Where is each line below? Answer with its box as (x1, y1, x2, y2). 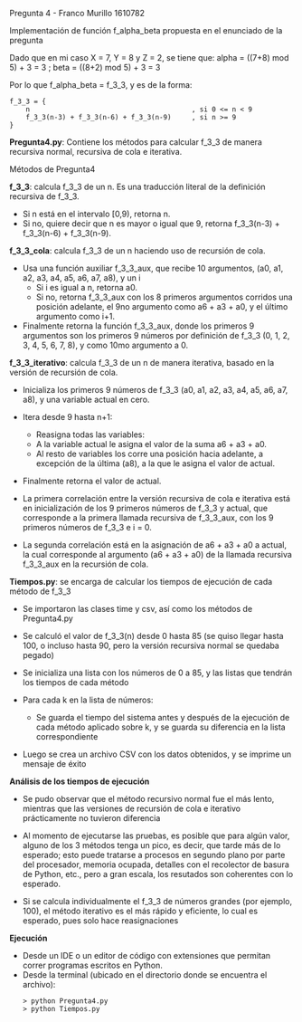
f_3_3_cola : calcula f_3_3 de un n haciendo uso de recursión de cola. (9, 245, 266, 256)
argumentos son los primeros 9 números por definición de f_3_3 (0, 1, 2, (22, 330, 290, 340)
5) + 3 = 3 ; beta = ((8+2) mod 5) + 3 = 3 (9, 62, 161, 72)
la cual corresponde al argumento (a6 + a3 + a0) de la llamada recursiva (22, 549, 292, 559)
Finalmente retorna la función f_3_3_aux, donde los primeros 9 (22, 320, 255, 331)
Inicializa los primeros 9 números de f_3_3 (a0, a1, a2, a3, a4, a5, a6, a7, (22, 385, 288, 395)
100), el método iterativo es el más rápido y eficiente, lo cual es (22, 905, 259, 916)
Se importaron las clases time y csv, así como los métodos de (22, 604, 253, 614)
